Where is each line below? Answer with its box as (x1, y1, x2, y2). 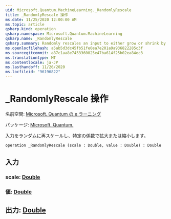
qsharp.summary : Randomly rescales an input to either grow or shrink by (5, 41, 166, 46)
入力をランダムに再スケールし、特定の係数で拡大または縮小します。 (5, 133, 148, 139)
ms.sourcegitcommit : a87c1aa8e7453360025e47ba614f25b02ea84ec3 (5, 50, 143, 55)
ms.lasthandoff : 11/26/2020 (5, 64, 66, 70)
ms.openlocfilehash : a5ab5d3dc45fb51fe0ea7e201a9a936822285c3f (5, 46, 143, 51)
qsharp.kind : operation (5, 27, 56, 32)
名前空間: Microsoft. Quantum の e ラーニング (5, 111, 101, 117)
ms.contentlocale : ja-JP (5, 60, 58, 65)
